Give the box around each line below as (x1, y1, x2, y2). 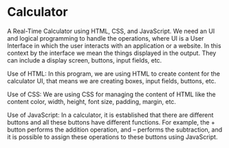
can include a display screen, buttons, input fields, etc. (7, 56, 162, 64)
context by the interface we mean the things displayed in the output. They (7, 49, 217, 57)
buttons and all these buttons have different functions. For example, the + (7, 118, 215, 126)
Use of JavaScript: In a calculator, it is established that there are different (7, 111, 214, 119)
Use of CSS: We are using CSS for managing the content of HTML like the (7, 90, 216, 98)
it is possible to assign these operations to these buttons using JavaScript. (7, 132, 218, 141)
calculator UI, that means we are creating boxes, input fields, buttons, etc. (7, 76, 217, 85)
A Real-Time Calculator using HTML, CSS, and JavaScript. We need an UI (7, 27, 215, 35)
